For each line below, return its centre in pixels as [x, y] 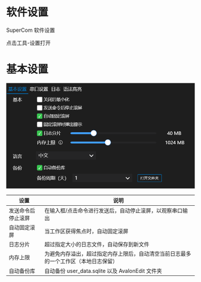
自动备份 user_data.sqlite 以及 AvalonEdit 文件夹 [103, 271]
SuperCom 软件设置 [31, 30]
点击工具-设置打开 [28, 43]
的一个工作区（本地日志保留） [81, 261]
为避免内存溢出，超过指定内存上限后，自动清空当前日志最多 [118, 254]
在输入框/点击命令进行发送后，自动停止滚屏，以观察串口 [114, 210]
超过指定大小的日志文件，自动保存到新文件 [97, 244]
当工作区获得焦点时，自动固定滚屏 [86, 231]
